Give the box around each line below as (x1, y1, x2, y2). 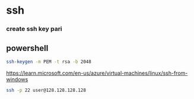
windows (6, 75, 28, 83)
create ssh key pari (6, 25, 62, 33)
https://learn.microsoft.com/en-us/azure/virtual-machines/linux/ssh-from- (6, 69, 188, 76)
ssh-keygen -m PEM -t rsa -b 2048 (6, 59, 92, 65)
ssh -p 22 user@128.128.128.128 (6, 87, 86, 93)
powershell (6, 43, 49, 53)
